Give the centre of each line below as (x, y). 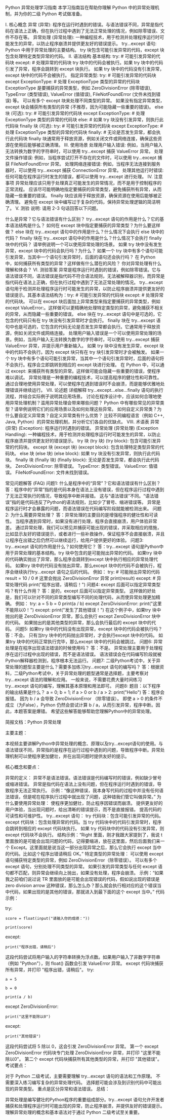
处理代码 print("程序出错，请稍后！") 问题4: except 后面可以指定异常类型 (85, 585)
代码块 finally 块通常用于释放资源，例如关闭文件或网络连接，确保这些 (86, 139)
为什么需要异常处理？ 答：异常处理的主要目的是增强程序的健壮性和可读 (84, 515)
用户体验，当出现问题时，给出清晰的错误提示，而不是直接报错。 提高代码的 (83, 809)
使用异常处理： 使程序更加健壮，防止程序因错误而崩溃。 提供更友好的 (91, 803)
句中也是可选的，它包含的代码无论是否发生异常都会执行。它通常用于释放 (80, 327)
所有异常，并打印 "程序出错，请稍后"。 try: (50, 970)
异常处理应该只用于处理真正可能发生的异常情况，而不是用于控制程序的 (88, 183)
